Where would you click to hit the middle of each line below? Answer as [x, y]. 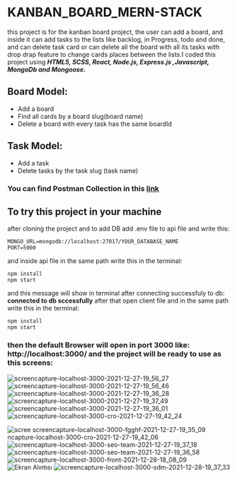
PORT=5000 [22, 248]
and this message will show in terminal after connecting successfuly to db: [116, 293]
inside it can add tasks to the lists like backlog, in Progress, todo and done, [116, 39]
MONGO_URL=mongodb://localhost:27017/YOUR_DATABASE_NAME [93, 242]
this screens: [30, 363]
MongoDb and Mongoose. [47, 69]
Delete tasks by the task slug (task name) [78, 170]
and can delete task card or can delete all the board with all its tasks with [114, 47]
